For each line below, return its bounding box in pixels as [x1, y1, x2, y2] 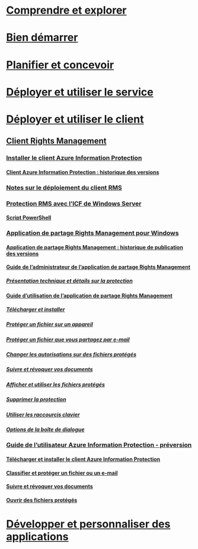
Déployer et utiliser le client [6, 112, 144, 126]
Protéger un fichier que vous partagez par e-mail [6, 335, 130, 343]
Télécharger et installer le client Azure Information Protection [6, 456, 161, 463]
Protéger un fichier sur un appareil [6, 321, 93, 328]
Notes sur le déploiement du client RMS [6, 183, 123, 192]
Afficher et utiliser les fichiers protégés [6, 381, 106, 388]
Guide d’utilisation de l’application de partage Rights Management [6, 292, 173, 299]
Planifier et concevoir [6, 58, 114, 71]
